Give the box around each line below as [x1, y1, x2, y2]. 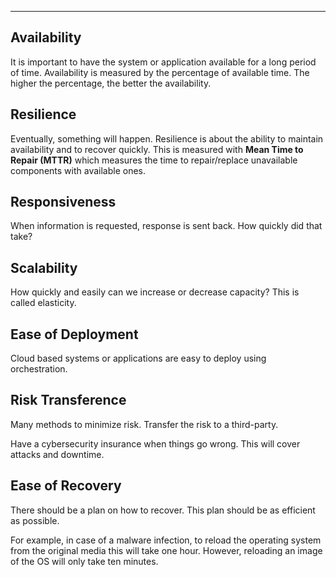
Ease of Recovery [10, 477, 122, 495]
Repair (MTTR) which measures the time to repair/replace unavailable [10, 154, 298, 166]
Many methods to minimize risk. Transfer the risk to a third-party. [10, 418, 279, 430]
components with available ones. [10, 164, 147, 176]
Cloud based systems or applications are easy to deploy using [10, 352, 267, 365]
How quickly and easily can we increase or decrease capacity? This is [10, 286, 300, 298]
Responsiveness [10, 194, 117, 211]
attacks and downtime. [10, 448, 105, 460]
